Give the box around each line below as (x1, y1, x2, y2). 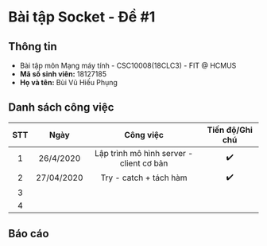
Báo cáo (8, 227, 49, 240)
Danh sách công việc (8, 100, 114, 115)
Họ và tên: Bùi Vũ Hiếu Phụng (19, 78, 118, 87)
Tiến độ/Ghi (207, 124, 253, 135)
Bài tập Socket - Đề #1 (8, 8, 156, 26)
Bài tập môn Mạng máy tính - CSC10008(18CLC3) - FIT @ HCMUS (19, 61, 237, 70)
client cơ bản (119, 158, 168, 169)
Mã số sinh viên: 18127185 (19, 69, 107, 79)
